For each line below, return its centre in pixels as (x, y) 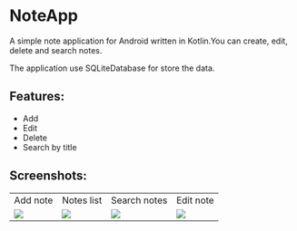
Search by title (49, 147)
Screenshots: (49, 176)
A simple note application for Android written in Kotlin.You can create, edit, (148, 41)
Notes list (82, 200)
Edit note (195, 200)
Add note (34, 200)
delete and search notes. (56, 50)
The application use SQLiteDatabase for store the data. (112, 68)
